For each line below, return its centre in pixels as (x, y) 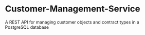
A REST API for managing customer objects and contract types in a (72, 22)
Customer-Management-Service (73, 9)
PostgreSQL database (27, 27)
